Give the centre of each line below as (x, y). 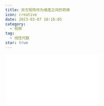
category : (16, 24)
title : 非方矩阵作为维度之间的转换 (38, 10)
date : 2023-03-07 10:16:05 (34, 19)
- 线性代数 (20, 38)
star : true (17, 43)
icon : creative (21, 15)
